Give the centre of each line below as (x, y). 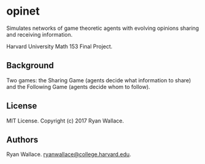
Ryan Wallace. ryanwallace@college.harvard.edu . (69, 154)
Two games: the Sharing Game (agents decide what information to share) (99, 80)
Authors (22, 139)
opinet (23, 11)
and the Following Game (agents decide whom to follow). (78, 87)
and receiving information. (39, 34)
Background (30, 66)
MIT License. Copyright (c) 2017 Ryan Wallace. (65, 121)
